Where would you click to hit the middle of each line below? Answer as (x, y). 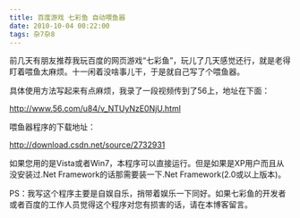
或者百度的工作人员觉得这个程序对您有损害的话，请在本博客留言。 (131, 205)
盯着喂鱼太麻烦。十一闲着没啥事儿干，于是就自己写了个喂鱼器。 (127, 71)
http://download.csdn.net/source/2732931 (87, 145)
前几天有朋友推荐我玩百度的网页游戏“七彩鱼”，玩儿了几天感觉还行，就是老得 (150, 61)
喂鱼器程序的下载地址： (52, 127)
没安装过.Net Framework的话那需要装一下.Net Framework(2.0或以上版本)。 (148, 174)
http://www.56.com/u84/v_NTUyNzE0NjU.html (95, 109)
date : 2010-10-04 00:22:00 (60, 26)
